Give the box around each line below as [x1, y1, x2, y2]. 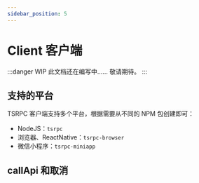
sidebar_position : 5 [7, 10, 68, 18]
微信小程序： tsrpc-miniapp [17, 142, 96, 151]
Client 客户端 [7, 43, 83, 58]
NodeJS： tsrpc [17, 124, 63, 133]
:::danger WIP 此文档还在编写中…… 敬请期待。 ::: [7, 67, 148, 76]
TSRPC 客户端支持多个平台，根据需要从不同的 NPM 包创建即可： [7, 109, 195, 118]
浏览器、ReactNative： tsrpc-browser [17, 133, 125, 142]
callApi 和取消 [7, 164, 69, 176]
